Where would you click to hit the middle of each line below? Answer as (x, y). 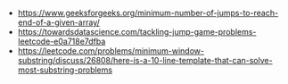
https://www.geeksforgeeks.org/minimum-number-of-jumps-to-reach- (148, 13)
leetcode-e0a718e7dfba (62, 41)
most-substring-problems (65, 70)
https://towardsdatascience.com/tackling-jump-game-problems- (137, 32)
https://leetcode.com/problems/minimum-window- (111, 51)
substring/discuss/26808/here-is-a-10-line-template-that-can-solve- (145, 60)
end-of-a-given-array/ (59, 22)
